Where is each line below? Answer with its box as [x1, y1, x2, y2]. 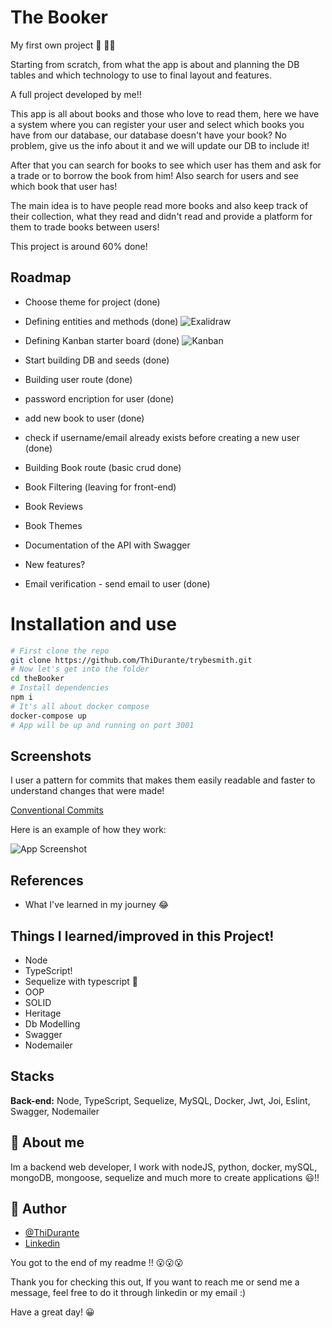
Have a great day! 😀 [10, 1306, 95, 1318]
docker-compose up [10, 711, 87, 721]
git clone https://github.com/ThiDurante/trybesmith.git [10, 655, 253, 665]
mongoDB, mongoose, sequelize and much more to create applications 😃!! [10, 1171, 320, 1183]
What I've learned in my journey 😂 [24, 899, 170, 911]
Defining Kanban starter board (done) [24, 334, 180, 346]
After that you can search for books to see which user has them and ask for [10, 159, 322, 171]
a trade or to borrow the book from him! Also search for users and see [10, 169, 299, 181]
